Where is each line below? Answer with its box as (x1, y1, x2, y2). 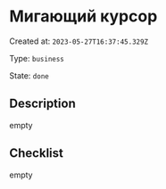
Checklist (9, 145, 64, 161)
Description (9, 96, 76, 111)
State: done (9, 70, 49, 81)
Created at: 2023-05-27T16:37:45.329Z (9, 36, 149, 46)
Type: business (9, 53, 65, 63)
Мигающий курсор (9, 6, 158, 27)
